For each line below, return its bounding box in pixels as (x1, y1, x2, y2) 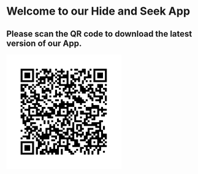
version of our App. (6, 38, 82, 48)
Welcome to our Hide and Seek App (6, 4, 191, 18)
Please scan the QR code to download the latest (6, 29, 192, 39)
